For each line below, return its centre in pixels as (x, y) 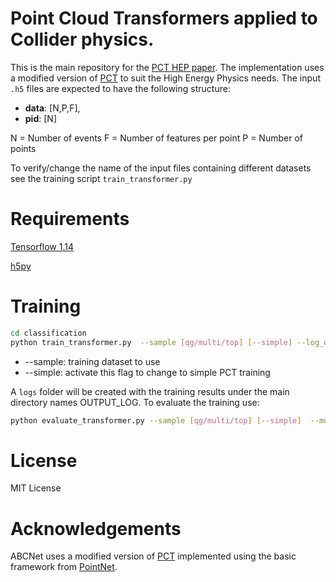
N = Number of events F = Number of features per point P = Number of (156, 138)
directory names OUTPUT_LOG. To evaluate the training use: (135, 402)
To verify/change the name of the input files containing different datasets (161, 168)
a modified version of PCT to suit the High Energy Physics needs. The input (165, 78)
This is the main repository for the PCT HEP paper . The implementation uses (167, 67)
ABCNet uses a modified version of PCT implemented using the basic (153, 556)
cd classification (48, 333)
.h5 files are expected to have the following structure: (120, 88)
